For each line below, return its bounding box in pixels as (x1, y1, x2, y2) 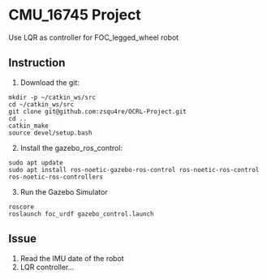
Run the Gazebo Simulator (19, 187, 108, 196)
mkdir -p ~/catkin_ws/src (8, 93, 96, 101)
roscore (8, 203, 35, 211)
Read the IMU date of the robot (19, 253, 124, 263)
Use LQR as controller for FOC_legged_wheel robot (8, 32, 179, 42)
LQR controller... (19, 262, 75, 272)
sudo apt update (8, 158, 63, 167)
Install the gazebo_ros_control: (19, 143, 123, 152)
